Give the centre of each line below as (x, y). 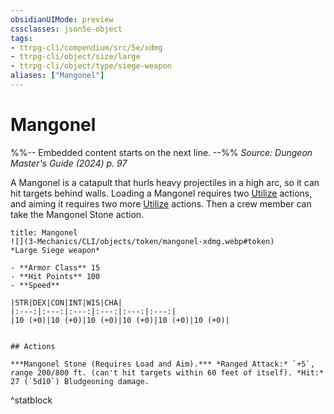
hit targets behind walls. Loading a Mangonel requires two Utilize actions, (161, 193)
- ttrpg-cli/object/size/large (75, 57)
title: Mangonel (44, 232)
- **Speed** (35, 285)
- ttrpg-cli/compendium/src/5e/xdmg (86, 47)
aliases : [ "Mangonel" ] (57, 76)
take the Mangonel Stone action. (77, 214)
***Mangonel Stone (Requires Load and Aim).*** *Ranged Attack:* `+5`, (162, 364)
